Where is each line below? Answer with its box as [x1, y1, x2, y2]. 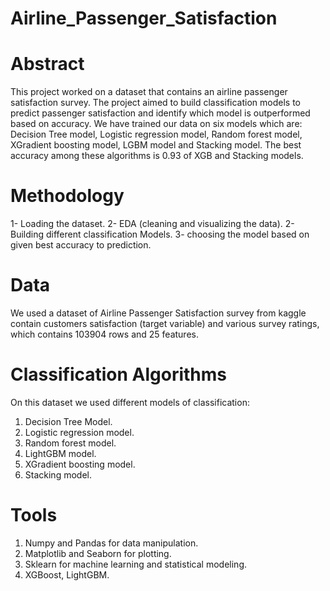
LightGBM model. [24, 447, 97, 459]
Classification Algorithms [10, 363, 228, 386]
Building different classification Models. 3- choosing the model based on [10, 228, 310, 241]
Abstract [10, 53, 85, 76]
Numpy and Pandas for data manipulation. [24, 537, 199, 549]
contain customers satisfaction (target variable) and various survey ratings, [10, 318, 320, 329]
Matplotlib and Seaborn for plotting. [24, 547, 172, 559]
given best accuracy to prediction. [10, 239, 152, 251]
